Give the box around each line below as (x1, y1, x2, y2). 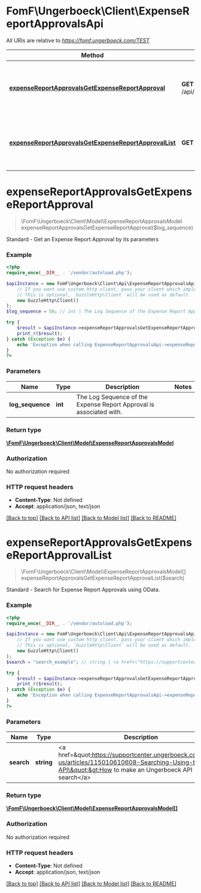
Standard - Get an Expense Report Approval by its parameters (6, 235, 159, 242)
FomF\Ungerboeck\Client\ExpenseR (6, 4, 190, 18)
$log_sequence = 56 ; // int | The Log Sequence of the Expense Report (6, 308, 186, 314)
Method (81, 51, 104, 59)
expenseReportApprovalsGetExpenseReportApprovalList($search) (20, 574, 185, 582)
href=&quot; (58, 751, 92, 759)
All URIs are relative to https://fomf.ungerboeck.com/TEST (6, 37, 150, 44)
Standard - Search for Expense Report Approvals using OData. (6, 586, 160, 594)
